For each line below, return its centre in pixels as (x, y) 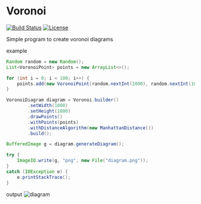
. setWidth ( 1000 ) (48, 106)
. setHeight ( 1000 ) (49, 111)
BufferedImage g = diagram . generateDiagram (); (65, 144)
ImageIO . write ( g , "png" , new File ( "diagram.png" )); (83, 161)
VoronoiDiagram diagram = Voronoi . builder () (63, 100)
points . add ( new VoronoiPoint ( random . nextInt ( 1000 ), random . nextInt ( (104, 84)
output (14, 194)
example (17, 51)
